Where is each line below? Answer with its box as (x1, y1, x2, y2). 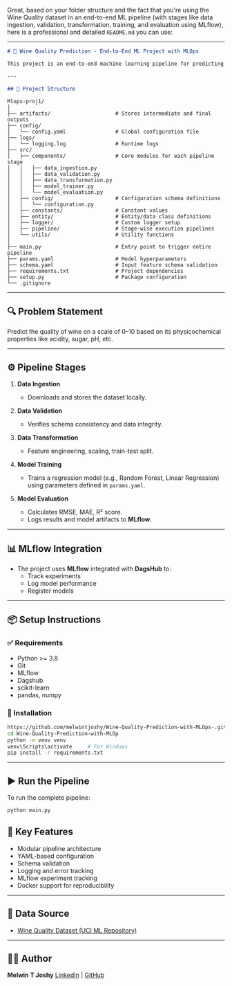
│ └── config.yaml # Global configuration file (7, 128, 199, 135)
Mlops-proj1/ (7, 98, 45, 105)
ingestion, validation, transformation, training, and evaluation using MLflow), (7, 21, 224, 28)
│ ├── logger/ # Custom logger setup (7, 219, 181, 226)
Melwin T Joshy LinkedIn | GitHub (7, 971, 105, 979)
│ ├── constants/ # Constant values (7, 207, 168, 214)
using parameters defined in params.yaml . (27, 481, 146, 490)
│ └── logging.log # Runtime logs (7, 140, 159, 147)
